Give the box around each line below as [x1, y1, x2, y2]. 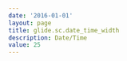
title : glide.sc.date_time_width [8, 26, 120, 34]
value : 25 [8, 41, 42, 49]
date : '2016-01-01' [8, 11, 73, 20]
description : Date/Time [8, 33, 88, 42]
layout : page [8, 19, 52, 27]
